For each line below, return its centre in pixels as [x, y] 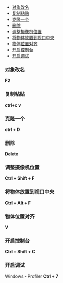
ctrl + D [13, 129]
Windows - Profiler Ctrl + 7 [32, 276]
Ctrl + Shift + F [20, 178]
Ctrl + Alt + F [18, 203]
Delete [12, 154]
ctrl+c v [13, 105]
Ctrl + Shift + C [20, 252]
